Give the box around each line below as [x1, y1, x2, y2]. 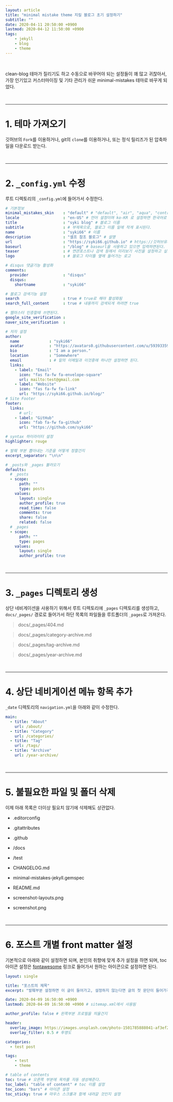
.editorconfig [12, 815, 40, 821]
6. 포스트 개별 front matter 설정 [5, 939, 133, 951]
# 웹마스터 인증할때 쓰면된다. [5, 310, 60, 316]
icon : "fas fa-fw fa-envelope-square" [19, 372, 102, 377]
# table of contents [5, 1072, 50, 1077]
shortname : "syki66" [14, 282, 86, 287]
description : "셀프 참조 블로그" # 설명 [5, 234, 116, 239]
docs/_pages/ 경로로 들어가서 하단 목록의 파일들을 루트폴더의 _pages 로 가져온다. [5, 611, 166, 618]
